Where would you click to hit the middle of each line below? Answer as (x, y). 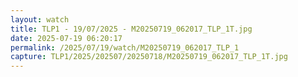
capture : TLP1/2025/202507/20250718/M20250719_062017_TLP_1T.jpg (149, 57)
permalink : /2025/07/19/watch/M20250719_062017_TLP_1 (125, 47)
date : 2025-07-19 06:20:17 (66, 38)
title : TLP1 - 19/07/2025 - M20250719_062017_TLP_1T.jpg (131, 29)
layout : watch (40, 19)
